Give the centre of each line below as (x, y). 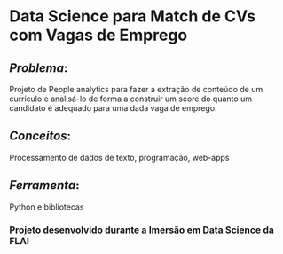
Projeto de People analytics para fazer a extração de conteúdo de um (136, 89)
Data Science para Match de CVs (132, 16)
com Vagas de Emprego (98, 35)
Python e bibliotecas (47, 207)
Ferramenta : (44, 185)
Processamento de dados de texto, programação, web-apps (119, 157)
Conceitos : (40, 136)
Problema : (39, 68)
